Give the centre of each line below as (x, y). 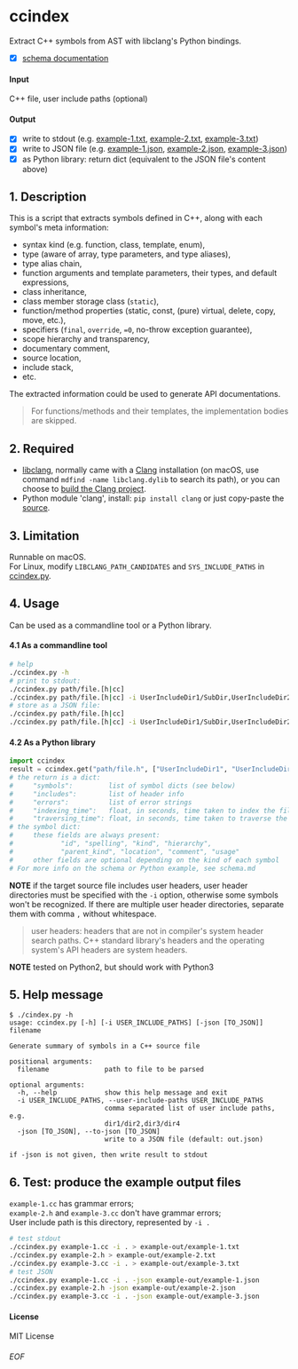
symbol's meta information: (59, 227)
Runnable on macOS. (48, 558)
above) (35, 169)
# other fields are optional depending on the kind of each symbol (144, 860)
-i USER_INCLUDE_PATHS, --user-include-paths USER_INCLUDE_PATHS (141, 1101)
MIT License (32, 1336)
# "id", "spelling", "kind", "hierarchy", (111, 843)
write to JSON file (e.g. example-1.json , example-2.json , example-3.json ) (155, 149)
